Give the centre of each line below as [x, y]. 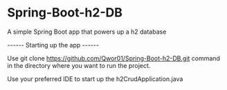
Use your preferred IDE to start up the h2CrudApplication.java [95, 79]
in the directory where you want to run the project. [79, 65]
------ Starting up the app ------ [53, 45]
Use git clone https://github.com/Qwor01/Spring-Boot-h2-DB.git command [113, 58]
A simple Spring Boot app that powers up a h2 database [87, 32]
